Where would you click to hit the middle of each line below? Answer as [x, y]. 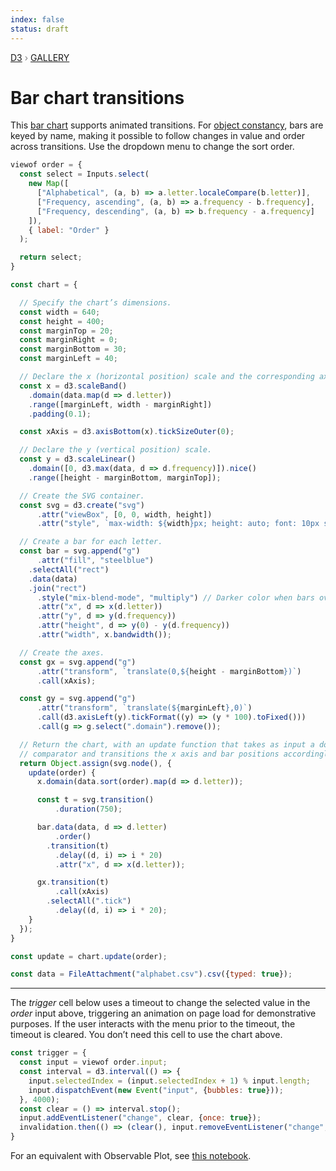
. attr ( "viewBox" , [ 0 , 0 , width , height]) [124, 514]
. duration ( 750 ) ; [88, 809]
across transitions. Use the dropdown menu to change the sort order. [152, 147]
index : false [37, 19]
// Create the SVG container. [82, 496]
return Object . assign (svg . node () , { [95, 763]
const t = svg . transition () [95, 800]
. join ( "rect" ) [57, 588]
